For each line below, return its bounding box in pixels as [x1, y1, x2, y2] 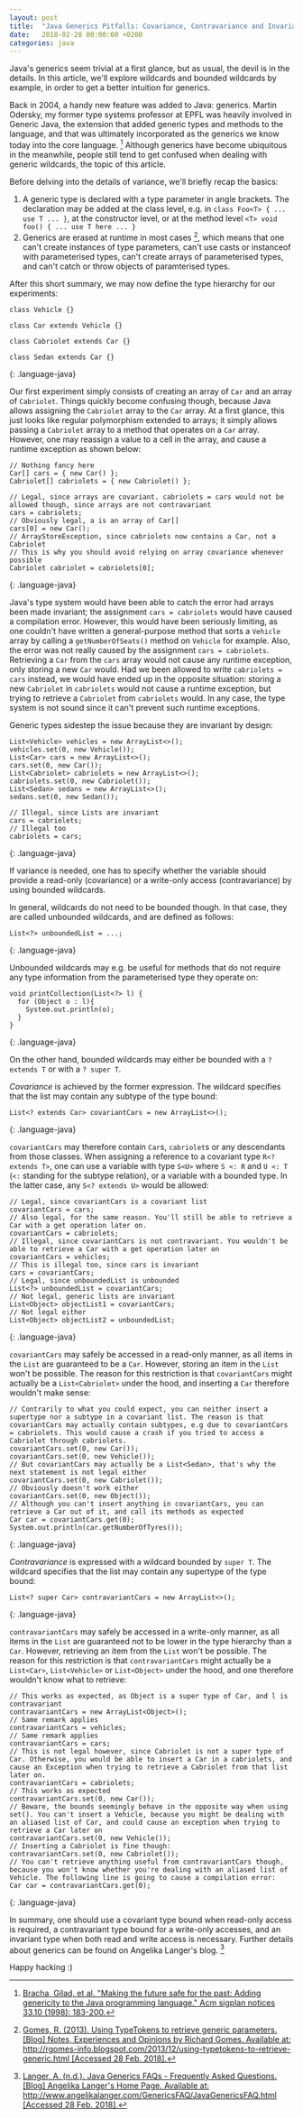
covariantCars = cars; [9, 1205, 95, 1214]
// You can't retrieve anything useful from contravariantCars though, [9, 1857, 284, 1866]
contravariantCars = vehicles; [9, 1723, 127, 1732]
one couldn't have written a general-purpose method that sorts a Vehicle [9, 625, 281, 636]
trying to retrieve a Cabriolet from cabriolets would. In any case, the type [9, 692, 286, 704]
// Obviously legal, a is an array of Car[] [9, 516, 179, 525]
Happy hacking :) [9, 1962, 74, 1973]
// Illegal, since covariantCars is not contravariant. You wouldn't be [9, 1237, 289, 1246]
